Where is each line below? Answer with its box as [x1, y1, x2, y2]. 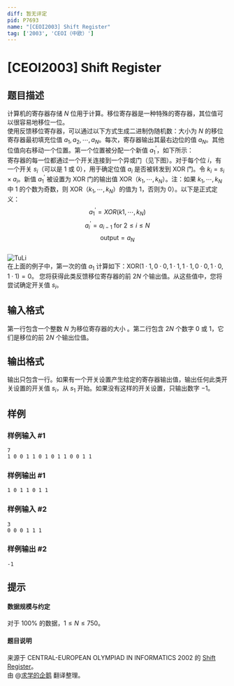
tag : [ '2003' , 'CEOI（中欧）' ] [7, 29, 94, 37]
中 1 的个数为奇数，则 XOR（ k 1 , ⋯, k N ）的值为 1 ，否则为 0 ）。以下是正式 [7, 185, 212, 195]
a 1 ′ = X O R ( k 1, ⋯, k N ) [88, 206, 147, 217]
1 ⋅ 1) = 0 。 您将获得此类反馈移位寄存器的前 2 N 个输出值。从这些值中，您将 [7, 272, 223, 281]
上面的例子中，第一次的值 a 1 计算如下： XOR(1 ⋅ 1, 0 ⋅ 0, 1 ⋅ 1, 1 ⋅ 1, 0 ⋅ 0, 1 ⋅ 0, [13, 262, 224, 272]
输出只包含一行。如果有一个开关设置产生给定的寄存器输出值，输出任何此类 [7, 375, 221, 384]
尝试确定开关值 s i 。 [7, 281, 63, 290]
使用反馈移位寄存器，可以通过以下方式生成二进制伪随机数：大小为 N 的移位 [7, 127, 224, 135]
